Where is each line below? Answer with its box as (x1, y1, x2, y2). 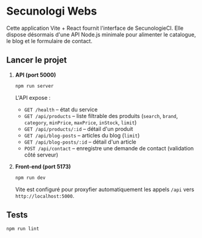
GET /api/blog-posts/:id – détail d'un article (24, 138, 137, 145)
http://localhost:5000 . (15, 192, 75, 199)
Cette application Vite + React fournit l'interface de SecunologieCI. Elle (6, 24, 184, 32)
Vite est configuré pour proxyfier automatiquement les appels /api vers (15, 186, 195, 193)
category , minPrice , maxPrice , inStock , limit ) (24, 119, 137, 126)
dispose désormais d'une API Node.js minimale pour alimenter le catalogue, (6, 30, 197, 38)
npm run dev (15, 175, 46, 181)
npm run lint (6, 226, 40, 232)
